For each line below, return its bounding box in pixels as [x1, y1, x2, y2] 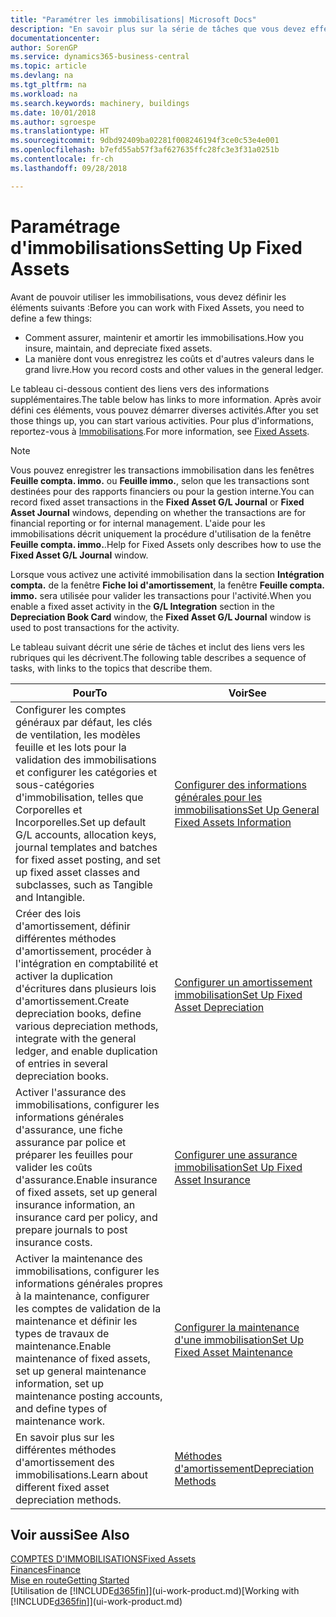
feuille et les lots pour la [15, 740, 127, 754]
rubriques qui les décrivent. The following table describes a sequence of [10, 651, 307, 663]
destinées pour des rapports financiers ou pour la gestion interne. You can [10, 485, 315, 497]
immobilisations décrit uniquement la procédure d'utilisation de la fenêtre [10, 527, 312, 540]
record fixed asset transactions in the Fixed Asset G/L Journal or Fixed [10, 496, 305, 508]
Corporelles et [15, 802, 83, 816]
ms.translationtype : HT [10, 126, 110, 136]
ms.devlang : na [10, 71, 74, 81]
